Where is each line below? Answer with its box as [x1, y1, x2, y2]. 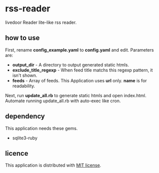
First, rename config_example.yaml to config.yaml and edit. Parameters [5, 47, 154, 53]
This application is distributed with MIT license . [5, 162, 102, 169]
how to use [5, 34, 40, 42]
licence [5, 149, 29, 158]
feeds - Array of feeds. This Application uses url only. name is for [12, 77, 147, 83]
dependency [5, 112, 46, 120]
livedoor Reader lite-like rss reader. [5, 19, 77, 25]
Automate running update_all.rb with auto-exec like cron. [5, 98, 121, 104]
